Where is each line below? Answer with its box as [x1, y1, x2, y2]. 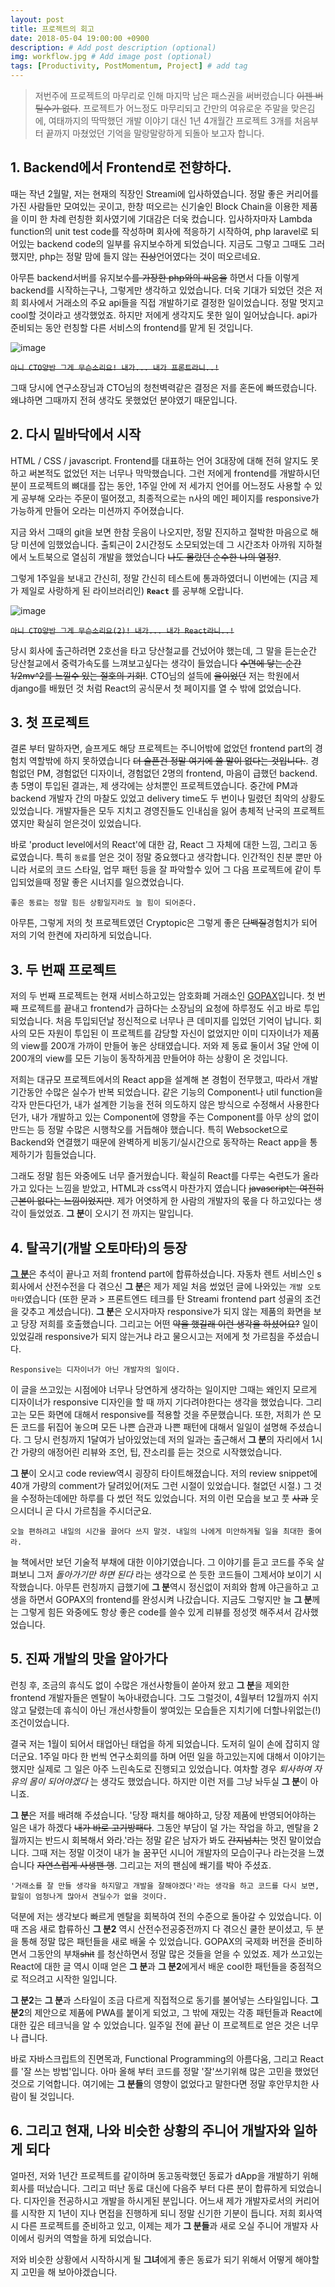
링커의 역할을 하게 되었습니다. [36, 2232, 152, 2244]
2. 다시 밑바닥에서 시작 [10, 426, 142, 443]
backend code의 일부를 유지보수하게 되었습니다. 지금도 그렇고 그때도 [36, 237, 307, 250]
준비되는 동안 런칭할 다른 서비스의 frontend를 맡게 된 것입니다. [10, 321, 254, 333]
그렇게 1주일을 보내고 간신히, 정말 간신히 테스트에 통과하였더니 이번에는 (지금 [10, 572, 308, 584]
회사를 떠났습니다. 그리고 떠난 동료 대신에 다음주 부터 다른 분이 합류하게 [10, 2182, 288, 2194]
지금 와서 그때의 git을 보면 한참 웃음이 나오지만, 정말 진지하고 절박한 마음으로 [10, 526, 309, 538]
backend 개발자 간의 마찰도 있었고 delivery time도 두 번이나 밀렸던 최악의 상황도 [10, 792, 326, 805]
